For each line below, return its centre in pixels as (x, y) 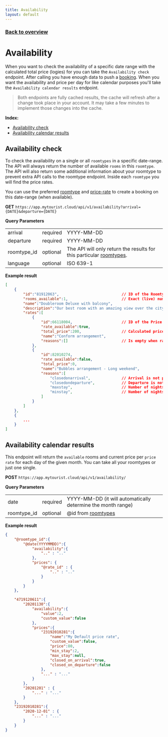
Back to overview (27, 32)
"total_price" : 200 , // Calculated (96, 331)
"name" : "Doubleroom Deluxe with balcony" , (68, 304)
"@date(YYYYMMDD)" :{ (44, 544)
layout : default (22, 15)
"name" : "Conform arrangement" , (73, 336)
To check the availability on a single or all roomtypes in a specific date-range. (84, 161)
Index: (12, 118)
